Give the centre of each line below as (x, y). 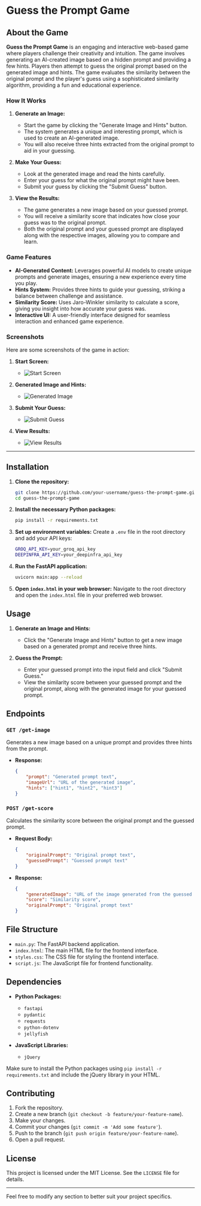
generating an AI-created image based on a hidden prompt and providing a (99, 60)
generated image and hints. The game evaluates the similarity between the (98, 72)
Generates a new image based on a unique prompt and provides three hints (99, 742)
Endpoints (26, 714)
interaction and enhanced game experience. (69, 321)
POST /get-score (30, 808)
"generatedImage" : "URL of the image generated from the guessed (109, 894)
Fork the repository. (39, 1108)
